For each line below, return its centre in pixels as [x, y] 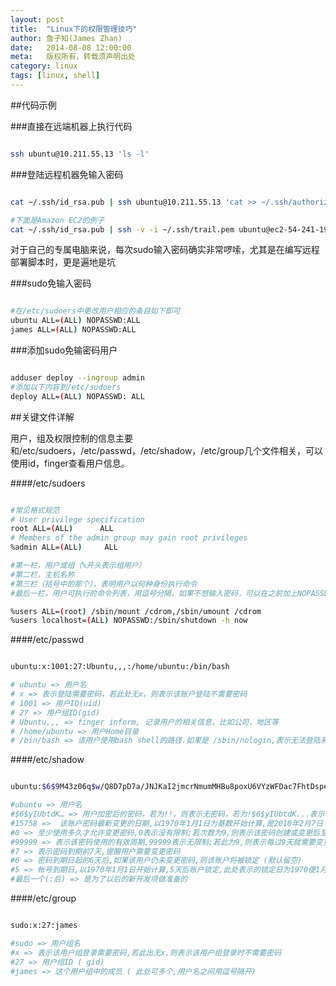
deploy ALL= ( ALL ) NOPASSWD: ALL [77, 396]
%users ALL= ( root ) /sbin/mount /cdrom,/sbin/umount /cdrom [136, 611]
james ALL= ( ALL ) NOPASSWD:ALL [73, 330]
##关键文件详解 [42, 417]
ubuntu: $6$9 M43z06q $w [55, 787]
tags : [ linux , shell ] [55, 76]
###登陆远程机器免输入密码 [67, 174]
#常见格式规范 [35, 510]
